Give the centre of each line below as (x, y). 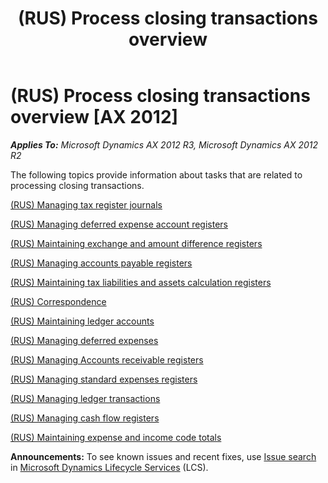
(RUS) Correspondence (58, 301)
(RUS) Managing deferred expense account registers (119, 224)
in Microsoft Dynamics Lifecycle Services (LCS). (109, 467)
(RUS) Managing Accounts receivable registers (107, 359)
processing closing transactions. (77, 185)
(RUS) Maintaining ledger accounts (82, 321)
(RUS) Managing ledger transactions (85, 398)
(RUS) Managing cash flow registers (85, 418)
